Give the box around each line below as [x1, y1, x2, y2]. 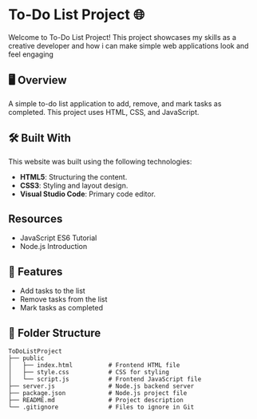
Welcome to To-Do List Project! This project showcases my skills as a [8, 32, 237, 42]
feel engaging [8, 49, 54, 59]
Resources [8, 211, 63, 225]
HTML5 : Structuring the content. [19, 172, 128, 181]
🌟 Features [8, 265, 63, 279]
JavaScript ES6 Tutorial [19, 233, 97, 243]
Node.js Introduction [19, 242, 88, 251]
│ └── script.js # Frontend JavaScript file [8, 375, 202, 383]
